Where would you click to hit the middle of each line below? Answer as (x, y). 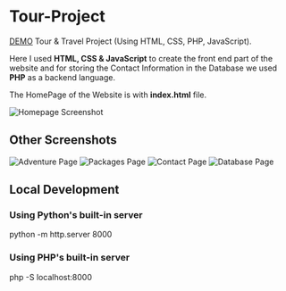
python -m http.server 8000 (61, 235)
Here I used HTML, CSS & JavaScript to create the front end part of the (141, 58)
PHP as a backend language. (63, 77)
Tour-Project (57, 17)
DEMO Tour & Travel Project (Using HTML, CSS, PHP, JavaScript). (130, 41)
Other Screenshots (63, 140)
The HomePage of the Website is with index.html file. (108, 95)
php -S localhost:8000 (50, 277)
